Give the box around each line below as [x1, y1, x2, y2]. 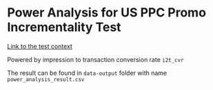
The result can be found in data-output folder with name [7, 69, 168, 77]
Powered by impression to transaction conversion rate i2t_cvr [7, 55, 184, 63]
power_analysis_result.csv [7, 76, 85, 83]
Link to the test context [7, 42, 72, 50]
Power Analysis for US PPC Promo [7, 5, 207, 21]
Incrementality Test [7, 19, 122, 35]
